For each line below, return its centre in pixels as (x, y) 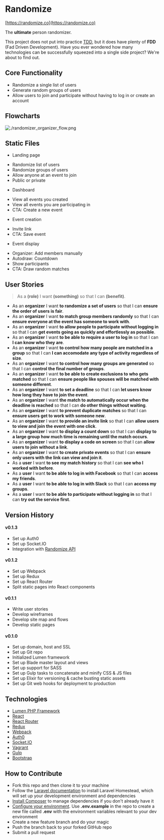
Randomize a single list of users (44, 85)
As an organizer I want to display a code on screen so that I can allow (83, 442)
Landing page (26, 155)
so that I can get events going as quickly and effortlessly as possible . (84, 332)
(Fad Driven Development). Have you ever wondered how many (69, 47)
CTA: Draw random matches (41, 269)
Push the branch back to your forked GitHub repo (62, 827)
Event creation (27, 220)
